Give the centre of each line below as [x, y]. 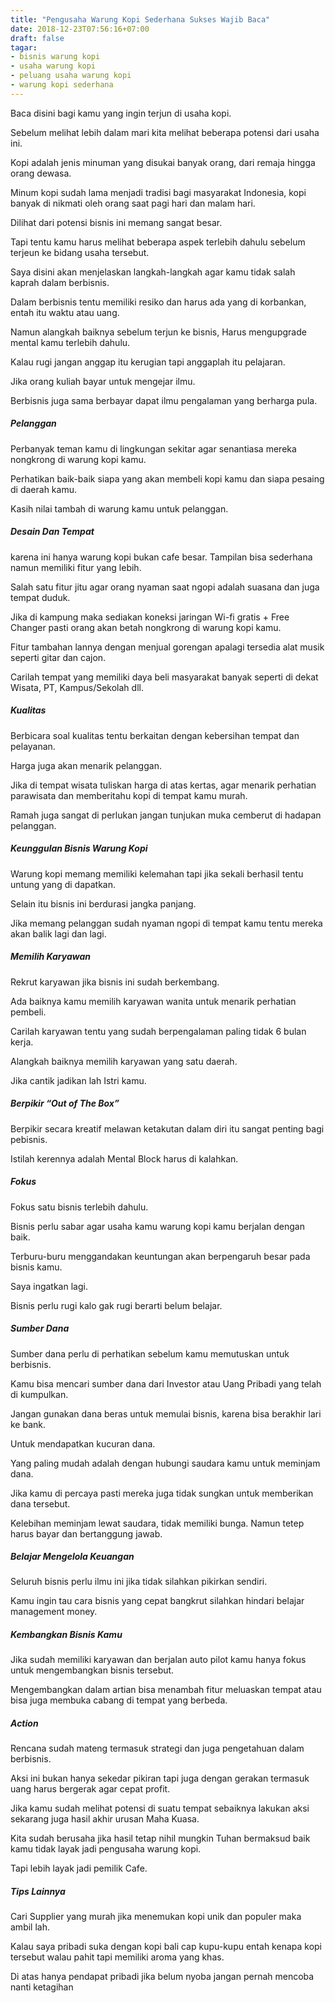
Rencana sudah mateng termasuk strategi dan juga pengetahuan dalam [157, 1748]
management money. [54, 1612]
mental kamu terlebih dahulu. [70, 342]
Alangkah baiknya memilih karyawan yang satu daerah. [124, 1061]
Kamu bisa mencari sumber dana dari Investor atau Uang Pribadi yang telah [166, 1383]
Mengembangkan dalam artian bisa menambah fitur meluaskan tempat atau [166, 1690]
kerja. [22, 1042]
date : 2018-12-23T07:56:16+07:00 [80, 29]
